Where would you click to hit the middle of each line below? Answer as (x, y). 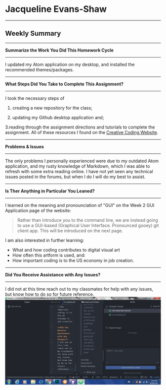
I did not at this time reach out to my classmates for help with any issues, (79, 289)
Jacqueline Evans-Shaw (56, 9)
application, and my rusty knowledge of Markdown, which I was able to (78, 166)
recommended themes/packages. (40, 69)
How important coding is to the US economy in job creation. (73, 260)
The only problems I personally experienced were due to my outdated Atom (82, 161)
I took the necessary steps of (35, 98)
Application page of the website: (38, 210)
